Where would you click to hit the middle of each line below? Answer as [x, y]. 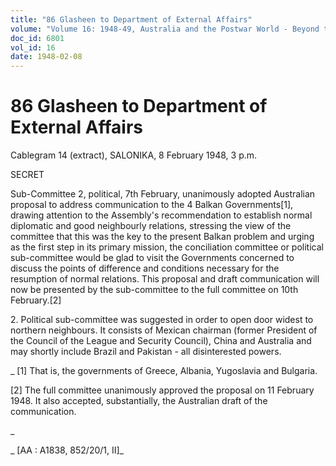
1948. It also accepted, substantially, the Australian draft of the [139, 401]
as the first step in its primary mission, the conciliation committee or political [167, 247]
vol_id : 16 [33, 47]
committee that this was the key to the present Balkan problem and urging [162, 237]
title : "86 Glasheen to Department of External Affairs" [131, 19]
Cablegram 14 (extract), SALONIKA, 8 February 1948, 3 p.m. [134, 155]
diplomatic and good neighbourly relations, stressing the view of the [151, 226]
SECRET [27, 175]
